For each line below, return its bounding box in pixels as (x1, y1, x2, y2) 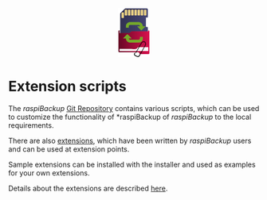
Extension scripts (8, 78, 127, 95)
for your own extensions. (8, 167, 90, 178)
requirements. (8, 120, 54, 130)
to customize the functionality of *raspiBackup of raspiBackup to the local (8, 112, 252, 121)
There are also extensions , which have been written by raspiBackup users (8, 136, 252, 145)
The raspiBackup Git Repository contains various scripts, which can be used (8, 103, 260, 113)
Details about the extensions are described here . (8, 183, 168, 193)
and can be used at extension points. (8, 144, 130, 154)
